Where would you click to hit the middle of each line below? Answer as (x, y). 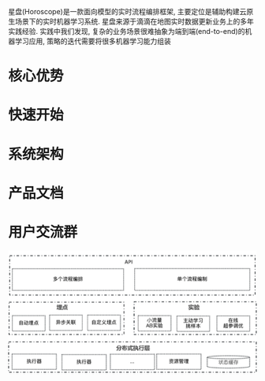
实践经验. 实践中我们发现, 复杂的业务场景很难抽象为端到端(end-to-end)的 (127, 31)
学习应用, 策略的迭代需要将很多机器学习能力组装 (93, 41)
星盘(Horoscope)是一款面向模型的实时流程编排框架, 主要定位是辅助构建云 (127, 11)
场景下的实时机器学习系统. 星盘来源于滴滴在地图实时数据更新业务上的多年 (134, 21)
